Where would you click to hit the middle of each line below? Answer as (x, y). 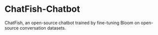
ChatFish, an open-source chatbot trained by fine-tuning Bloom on (72, 23)
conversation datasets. (43, 28)
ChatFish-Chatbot (42, 9)
